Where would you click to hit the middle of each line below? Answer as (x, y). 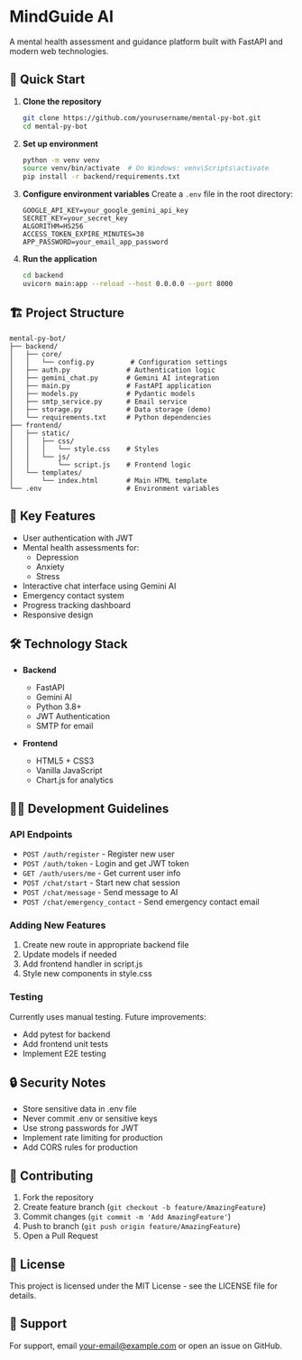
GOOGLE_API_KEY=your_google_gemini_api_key (105, 211)
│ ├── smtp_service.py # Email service (98, 402)
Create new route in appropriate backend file (105, 945)
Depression (57, 557)
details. (23, 1296)
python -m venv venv (61, 160)
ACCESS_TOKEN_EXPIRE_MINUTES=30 (83, 235)
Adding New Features (58, 925)
